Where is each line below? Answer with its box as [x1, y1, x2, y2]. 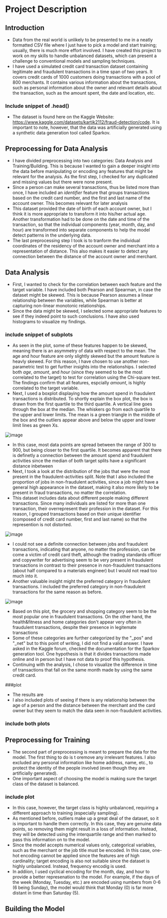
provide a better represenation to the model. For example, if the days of [12, 874, 160, 880]
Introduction [5, 24, 45, 32]
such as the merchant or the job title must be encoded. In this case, [12, 847, 151, 853]
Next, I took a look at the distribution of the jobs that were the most [12, 469, 150, 475]
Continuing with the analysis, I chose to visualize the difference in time [12, 661, 158, 667]
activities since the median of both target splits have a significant [12, 457, 146, 464]
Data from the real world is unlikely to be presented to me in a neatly [12, 37, 153, 43]
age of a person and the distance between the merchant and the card [12, 703, 156, 709]
